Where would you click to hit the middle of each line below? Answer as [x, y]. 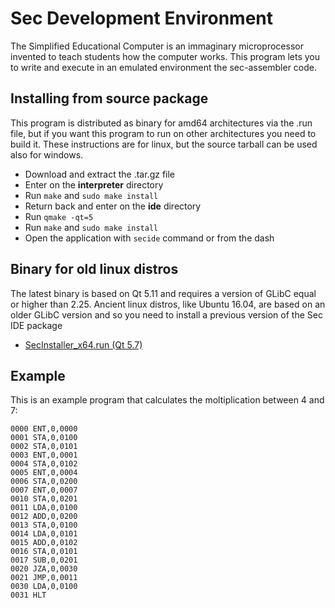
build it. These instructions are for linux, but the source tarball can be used [164, 144]
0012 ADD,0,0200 [44, 517]
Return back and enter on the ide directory [113, 206]
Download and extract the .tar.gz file [100, 174]
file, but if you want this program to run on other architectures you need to [163, 133]
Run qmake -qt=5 [59, 216]
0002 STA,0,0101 [44, 447]
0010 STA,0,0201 [44, 499]
